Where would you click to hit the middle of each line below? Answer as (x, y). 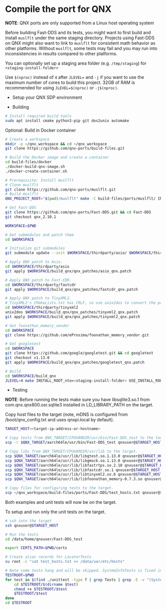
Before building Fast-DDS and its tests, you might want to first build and (78, 32)
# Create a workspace (27, 139)
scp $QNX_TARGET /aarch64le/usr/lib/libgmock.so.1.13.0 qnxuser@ (73, 461)
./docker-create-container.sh (36, 171)
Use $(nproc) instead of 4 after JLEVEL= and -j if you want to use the (75, 77)
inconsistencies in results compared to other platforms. (61, 54)
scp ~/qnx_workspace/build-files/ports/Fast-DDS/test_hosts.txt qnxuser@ (83, 493)
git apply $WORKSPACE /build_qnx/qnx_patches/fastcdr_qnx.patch (72, 289)
